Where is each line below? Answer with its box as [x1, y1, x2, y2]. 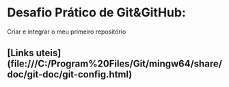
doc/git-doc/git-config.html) [7, 69, 133, 80]
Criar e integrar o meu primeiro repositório [7, 27, 126, 36]
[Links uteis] [7, 47, 62, 59]
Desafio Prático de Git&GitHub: [7, 5, 187, 21]
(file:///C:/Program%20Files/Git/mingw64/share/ [7, 58, 222, 70]
